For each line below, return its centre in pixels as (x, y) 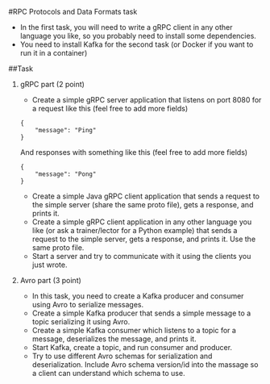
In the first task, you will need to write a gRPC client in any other (126, 27)
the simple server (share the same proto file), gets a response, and (143, 205)
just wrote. (50, 265)
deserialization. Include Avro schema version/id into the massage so (145, 365)
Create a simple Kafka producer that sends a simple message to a (141, 313)
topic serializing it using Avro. (81, 321)
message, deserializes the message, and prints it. (114, 339)
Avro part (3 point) (51, 280)
